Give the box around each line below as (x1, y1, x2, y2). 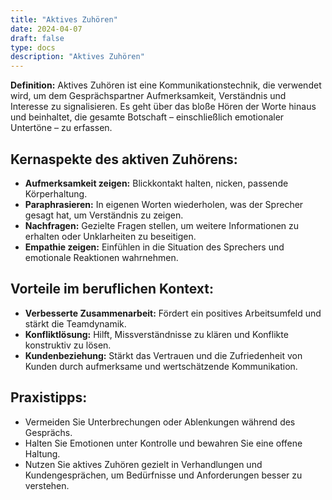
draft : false (10, 33, 65, 43)
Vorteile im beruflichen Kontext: (10, 281, 215, 298)
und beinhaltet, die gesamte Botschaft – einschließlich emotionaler (10, 111, 285, 123)
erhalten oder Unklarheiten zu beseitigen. (24, 230, 197, 242)
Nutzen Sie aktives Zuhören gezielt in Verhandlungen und (24, 458, 263, 470)
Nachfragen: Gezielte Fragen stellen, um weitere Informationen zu (24, 219, 300, 231)
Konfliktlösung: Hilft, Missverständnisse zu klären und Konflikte (24, 328, 289, 340)
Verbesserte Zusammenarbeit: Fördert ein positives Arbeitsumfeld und (24, 307, 322, 319)
